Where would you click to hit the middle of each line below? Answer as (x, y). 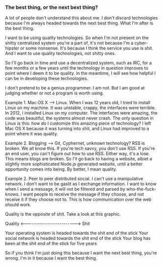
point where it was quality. (32, 134)
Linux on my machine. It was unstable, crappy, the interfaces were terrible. (80, 108)
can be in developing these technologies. (47, 78)
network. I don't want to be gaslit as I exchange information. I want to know (81, 184)
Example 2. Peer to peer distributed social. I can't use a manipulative (74, 179)
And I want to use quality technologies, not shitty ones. (60, 53)
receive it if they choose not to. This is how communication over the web (78, 199)
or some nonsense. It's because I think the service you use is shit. (87, 48)
